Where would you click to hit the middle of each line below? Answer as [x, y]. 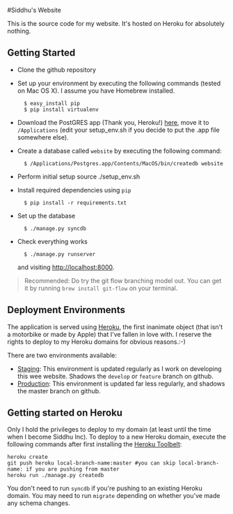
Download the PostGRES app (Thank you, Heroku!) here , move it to [113, 122]
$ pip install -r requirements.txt [75, 203]
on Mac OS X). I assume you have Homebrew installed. [96, 91]
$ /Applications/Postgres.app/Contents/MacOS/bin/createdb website [124, 163]
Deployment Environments [66, 310]
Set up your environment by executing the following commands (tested [119, 83]
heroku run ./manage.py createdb [56, 476]
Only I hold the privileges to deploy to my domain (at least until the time [109, 430]
